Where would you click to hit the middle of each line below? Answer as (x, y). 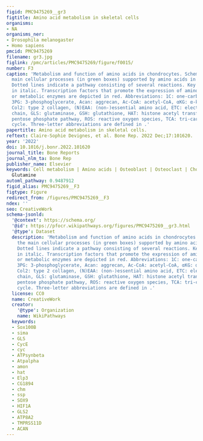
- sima (20, 333)
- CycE (20, 344)
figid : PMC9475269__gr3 (36, 12)
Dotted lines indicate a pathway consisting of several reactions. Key (104, 85)
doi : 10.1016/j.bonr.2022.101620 (48, 147)
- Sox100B (24, 327)
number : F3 (20, 68)
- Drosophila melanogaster (40, 40)
